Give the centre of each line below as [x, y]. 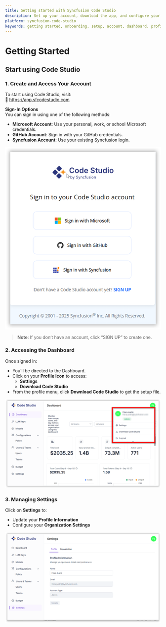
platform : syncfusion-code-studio [41, 21]
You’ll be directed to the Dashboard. [49, 370]
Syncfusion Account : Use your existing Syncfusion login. [71, 140]
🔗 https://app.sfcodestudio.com [38, 100]
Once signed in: [21, 361]
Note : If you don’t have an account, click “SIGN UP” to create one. [84, 338]
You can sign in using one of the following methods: [58, 114]
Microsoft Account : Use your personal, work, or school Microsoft [79, 124]
